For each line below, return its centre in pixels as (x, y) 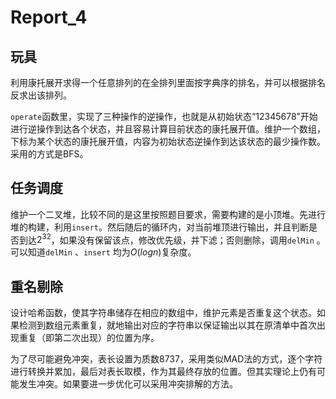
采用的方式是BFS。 (49, 154)
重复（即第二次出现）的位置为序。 (89, 338)
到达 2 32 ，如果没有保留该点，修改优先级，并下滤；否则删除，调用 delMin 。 (172, 239)
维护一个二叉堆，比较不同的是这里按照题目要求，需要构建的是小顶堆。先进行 (168, 214)
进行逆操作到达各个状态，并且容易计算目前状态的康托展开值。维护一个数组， (168, 129)
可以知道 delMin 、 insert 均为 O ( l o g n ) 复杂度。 (103, 252)
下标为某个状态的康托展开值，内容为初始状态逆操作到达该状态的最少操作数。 (168, 141)
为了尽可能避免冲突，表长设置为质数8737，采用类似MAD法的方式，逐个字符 (166, 359)
